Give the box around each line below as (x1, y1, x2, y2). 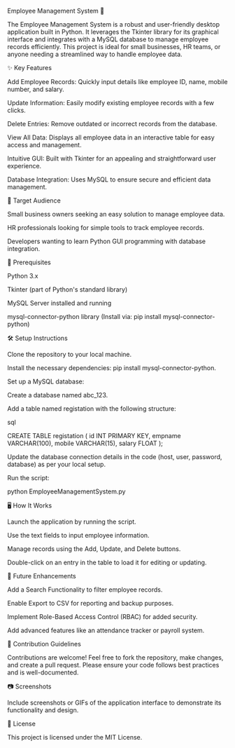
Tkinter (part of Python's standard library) (7, 285, 128, 294)
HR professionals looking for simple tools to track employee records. (7, 224, 205, 231)
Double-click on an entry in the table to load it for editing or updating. (7, 558, 207, 566)
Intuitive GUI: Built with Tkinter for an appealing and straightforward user (7, 154, 217, 163)
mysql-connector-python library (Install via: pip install (7, 313, 162, 320)
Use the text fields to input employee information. (7, 531, 150, 539)
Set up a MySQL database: (7, 377, 85, 386)
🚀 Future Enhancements (7, 572, 76, 580)
